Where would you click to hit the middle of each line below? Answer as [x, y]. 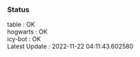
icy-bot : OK [24, 39]
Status [18, 10]
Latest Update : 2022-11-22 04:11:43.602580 [70, 47]
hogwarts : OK [27, 32]
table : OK [21, 25]
